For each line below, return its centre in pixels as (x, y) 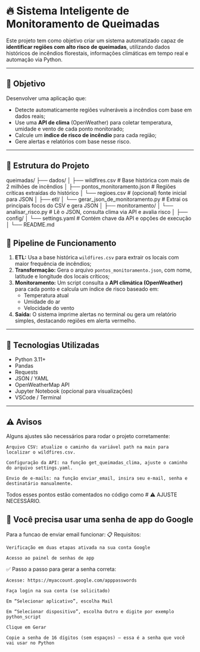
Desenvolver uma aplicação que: (46, 98)
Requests (26, 372)
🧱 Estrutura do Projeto (48, 166)
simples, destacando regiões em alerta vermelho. (75, 321)
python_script (24, 617)
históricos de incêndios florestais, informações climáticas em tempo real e (97, 53)
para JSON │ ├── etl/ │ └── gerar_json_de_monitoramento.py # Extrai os (97, 199)
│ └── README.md (30, 224)
